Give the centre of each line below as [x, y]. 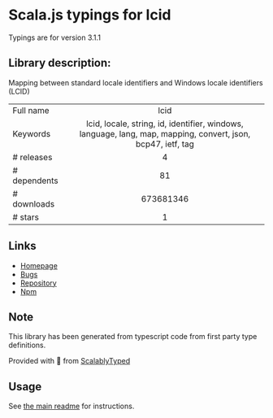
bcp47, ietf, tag [165, 144]
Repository [38, 283]
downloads [34, 203]
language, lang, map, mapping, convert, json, [165, 133]
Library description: [60, 63]
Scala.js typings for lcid [90, 15]
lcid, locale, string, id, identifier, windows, [165, 124]
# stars [26, 217]
